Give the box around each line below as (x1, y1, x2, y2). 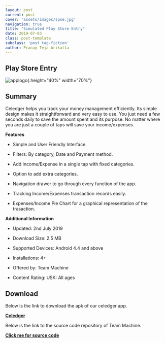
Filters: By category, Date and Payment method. (12, 151, 113, 157)
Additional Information (5, 216, 54, 222)
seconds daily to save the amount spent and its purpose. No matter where (5, 116, 160, 122)
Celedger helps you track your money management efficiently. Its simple (5, 106, 157, 112)
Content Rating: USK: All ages (12, 275, 75, 281)
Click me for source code (5, 332, 59, 338)
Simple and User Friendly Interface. (12, 142, 87, 148)
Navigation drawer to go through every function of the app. (12, 181, 137, 187)
